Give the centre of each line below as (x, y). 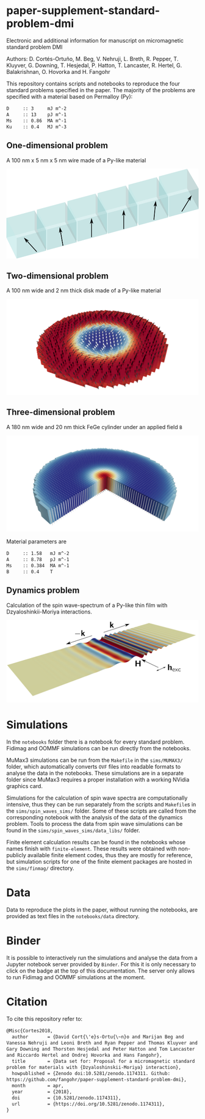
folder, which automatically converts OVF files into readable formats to (94, 766)
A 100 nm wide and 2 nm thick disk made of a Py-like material (84, 290)
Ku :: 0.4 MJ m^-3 (37, 127)
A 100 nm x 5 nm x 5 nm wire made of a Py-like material (76, 160)
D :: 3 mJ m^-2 (37, 108)
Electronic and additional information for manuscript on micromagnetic (95, 40)
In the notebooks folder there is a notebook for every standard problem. (95, 742)
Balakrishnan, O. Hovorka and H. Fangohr (58, 71)
